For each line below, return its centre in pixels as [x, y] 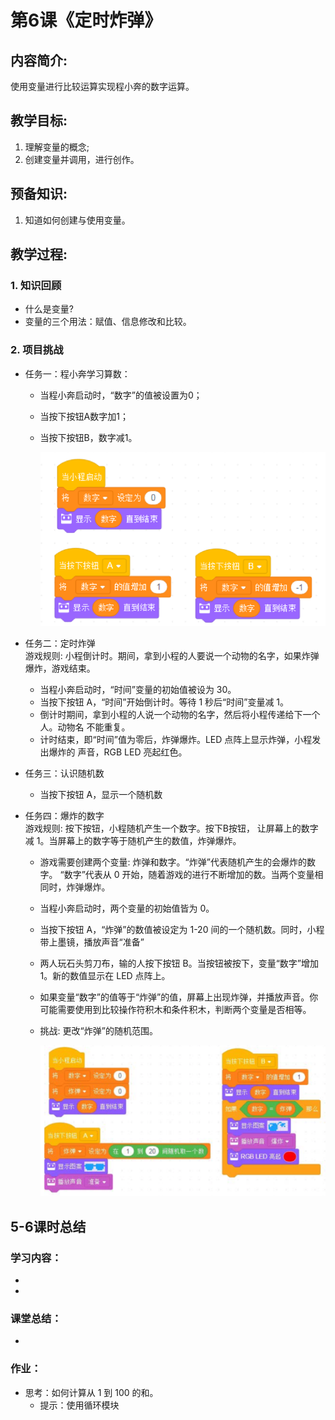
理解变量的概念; [57, 147]
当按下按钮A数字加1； [84, 416]
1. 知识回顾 [36, 285]
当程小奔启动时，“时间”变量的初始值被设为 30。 [138, 689]
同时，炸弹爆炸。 [75, 887]
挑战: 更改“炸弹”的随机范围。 [98, 1030]
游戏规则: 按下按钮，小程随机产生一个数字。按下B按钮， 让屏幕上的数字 [171, 828]
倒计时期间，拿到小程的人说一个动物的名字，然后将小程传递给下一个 [180, 714]
